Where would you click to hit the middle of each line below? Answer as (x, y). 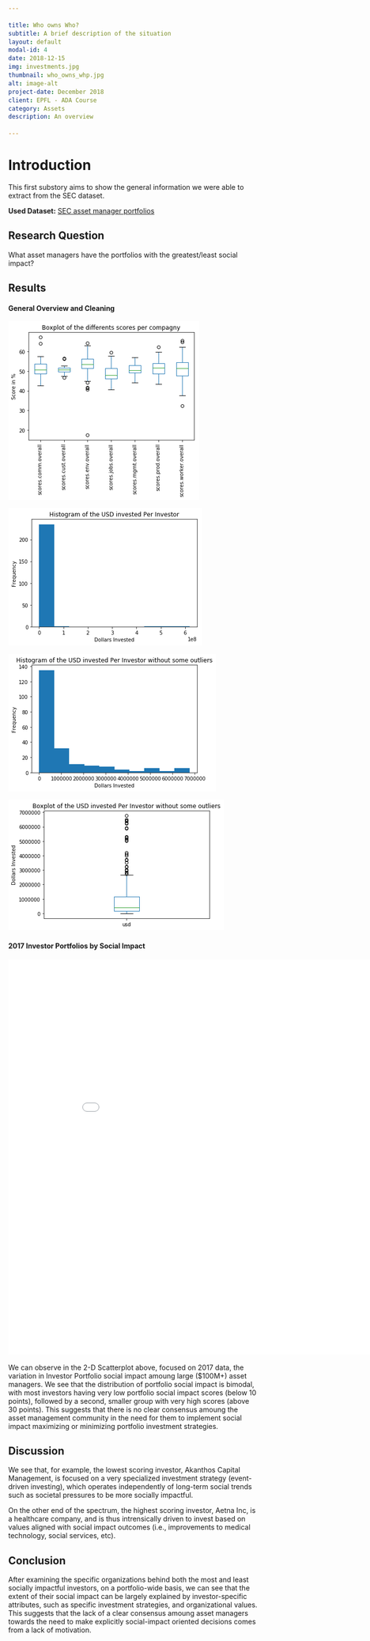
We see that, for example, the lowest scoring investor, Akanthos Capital (125, 1470)
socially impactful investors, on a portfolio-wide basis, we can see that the (129, 1588)
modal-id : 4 (28, 50)
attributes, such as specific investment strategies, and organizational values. (133, 1605)
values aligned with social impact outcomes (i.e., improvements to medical (129, 1527)
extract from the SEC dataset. (57, 195)
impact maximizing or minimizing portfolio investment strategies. (113, 1426)
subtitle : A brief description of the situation (90, 33)
